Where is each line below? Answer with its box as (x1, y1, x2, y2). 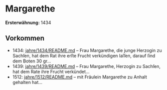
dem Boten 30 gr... (12, 58, 51, 64)
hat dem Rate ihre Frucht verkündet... (12, 68, 90, 74)
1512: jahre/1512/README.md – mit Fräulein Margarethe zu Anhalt (12, 73, 147, 80)
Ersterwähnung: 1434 (5, 19, 51, 25)
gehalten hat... (12, 79, 43, 85)
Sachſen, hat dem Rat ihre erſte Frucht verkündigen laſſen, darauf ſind (12, 52, 155, 58)
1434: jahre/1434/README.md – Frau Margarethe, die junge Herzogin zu (12, 47, 162, 53)
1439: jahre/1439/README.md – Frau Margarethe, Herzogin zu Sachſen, (12, 63, 161, 69)
